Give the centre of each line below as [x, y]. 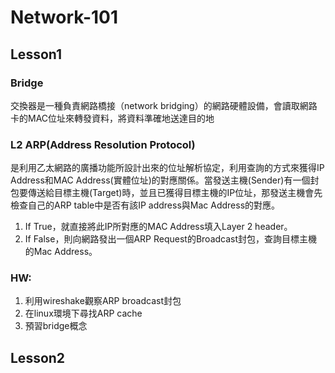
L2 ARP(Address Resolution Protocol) [103, 144]
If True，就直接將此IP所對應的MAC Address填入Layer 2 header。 [158, 227]
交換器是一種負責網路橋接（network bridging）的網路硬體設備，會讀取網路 [164, 105]
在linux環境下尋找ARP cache [83, 313]
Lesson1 [36, 54]
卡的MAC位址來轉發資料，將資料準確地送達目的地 [112, 118]
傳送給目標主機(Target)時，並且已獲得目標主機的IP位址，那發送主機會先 [175, 193]
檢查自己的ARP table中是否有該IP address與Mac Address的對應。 [145, 205]
